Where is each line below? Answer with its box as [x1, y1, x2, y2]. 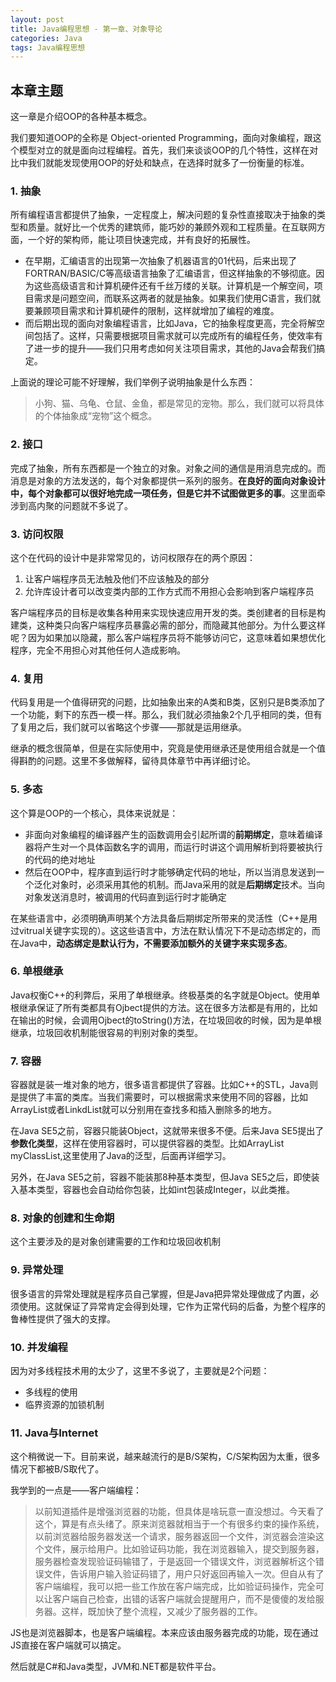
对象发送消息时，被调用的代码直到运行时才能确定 [24, 891, 227, 903]
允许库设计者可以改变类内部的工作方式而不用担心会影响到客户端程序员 [24, 585, 315, 597]
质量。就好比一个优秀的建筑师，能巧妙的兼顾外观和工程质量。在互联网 [27, 221, 317, 233]
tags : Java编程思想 [10, 42, 86, 53]
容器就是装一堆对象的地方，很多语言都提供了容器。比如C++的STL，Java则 [10, 1079, 318, 1091]
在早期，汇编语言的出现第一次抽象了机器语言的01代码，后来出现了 [24, 255, 298, 267]
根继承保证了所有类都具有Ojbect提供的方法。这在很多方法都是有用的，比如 [10, 1001, 318, 1013]
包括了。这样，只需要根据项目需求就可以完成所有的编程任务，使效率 [33, 330, 315, 342]
